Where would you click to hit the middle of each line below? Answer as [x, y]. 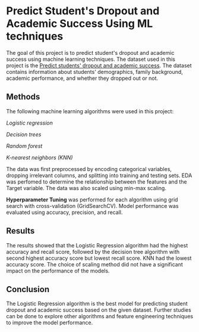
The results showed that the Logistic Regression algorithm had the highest [97, 245]
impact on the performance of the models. [58, 271]
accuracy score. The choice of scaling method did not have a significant [94, 264]
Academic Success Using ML [80, 24]
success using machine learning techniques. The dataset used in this [91, 59]
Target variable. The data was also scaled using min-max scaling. [86, 188]
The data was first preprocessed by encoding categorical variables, [89, 169]
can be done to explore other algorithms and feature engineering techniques [100, 317]
